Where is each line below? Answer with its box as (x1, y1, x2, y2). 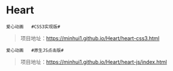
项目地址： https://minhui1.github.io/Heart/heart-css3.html (20, 34, 160, 41)
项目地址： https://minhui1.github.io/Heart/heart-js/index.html (20, 58, 167, 65)
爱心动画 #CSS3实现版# (6, 24, 60, 30)
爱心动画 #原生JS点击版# (6, 47, 64, 53)
